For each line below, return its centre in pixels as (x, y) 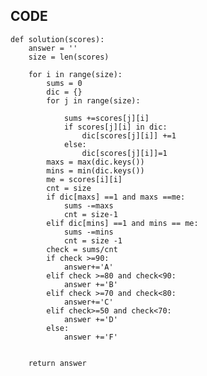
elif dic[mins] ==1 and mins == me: (122, 223)
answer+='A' (88, 267)
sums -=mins (88, 232)
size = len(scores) (69, 57)
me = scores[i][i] (84, 179)
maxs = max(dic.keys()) (95, 162)
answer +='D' (90, 319)
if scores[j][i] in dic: (115, 127)
